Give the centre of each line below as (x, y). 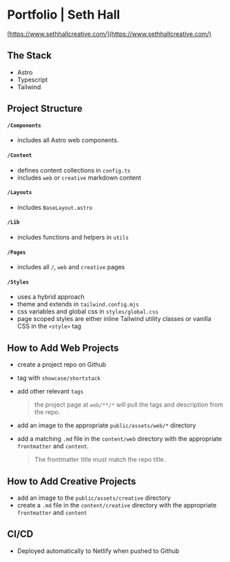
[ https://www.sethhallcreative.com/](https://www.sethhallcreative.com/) (109, 34)
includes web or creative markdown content (79, 177)
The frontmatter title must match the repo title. (100, 460)
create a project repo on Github (62, 365)
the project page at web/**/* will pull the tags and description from (129, 405)
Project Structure (45, 109)
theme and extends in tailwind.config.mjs (78, 304)
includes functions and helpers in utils (73, 237)
